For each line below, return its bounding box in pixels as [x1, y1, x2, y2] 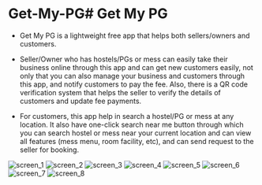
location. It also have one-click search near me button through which [19, 120, 244, 129]
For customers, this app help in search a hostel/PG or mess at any [19, 111, 234, 120]
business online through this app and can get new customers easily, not [19, 62, 254, 72]
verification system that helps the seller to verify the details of [19, 87, 221, 97]
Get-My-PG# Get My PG [8, 5, 168, 23]
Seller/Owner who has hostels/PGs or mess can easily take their [19, 54, 229, 64]
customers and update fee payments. [19, 96, 142, 105]
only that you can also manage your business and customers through [19, 71, 245, 80]
